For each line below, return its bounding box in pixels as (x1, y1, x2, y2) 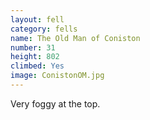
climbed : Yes (10, 61, 65, 71)
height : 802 (10, 52, 60, 62)
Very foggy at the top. (10, 97, 101, 110)
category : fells (10, 24, 78, 34)
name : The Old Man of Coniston (10, 33, 141, 43)
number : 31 (10, 42, 56, 53)
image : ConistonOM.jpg (10, 71, 105, 81)
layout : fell (10, 14, 65, 25)
